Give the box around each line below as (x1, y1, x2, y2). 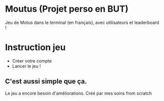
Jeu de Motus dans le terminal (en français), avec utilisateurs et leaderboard (5, 20, 159, 25)
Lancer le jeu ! (12, 63, 41, 69)
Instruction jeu (5, 42, 66, 53)
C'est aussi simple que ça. (5, 77, 87, 86)
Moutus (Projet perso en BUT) (5, 3, 129, 15)
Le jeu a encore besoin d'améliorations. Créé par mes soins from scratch (5, 90, 152, 96)
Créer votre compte (12, 58, 52, 64)
